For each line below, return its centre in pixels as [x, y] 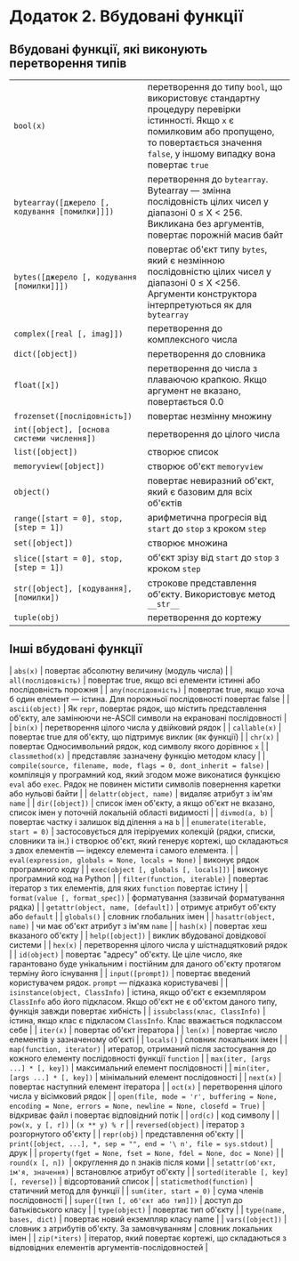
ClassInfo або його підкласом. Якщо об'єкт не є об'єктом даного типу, [143, 1001]
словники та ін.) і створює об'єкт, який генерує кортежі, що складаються [149, 841]
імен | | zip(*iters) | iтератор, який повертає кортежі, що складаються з [148, 1238]
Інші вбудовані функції [76, 649]
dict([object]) [46, 354]
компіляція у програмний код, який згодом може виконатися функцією [145, 774]
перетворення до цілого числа [214, 434]
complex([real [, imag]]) [69, 334]
